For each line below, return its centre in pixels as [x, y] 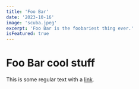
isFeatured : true [28, 34]
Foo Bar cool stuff [50, 63]
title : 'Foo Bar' [28, 12]
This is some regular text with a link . [50, 80]
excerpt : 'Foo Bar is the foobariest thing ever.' [70, 28]
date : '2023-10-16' [30, 17]
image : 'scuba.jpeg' [32, 23]
